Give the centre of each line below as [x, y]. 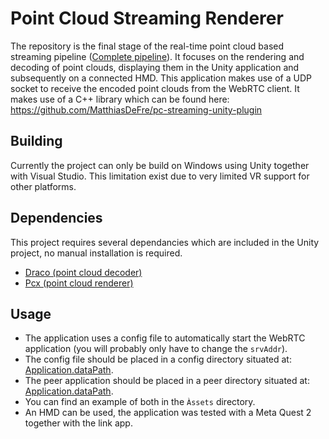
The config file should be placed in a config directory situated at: [158, 359]
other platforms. [43, 186]
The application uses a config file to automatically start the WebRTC [165, 338]
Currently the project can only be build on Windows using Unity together [160, 165]
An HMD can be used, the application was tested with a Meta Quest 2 [168, 413]
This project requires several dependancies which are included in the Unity [165, 242]
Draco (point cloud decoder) [83, 272]
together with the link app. [78, 423]
